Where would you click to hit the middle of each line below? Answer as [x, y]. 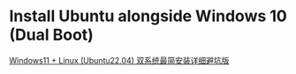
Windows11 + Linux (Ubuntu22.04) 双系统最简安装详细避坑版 [119, 60]
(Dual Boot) [52, 35]
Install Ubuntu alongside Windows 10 [148, 16]
